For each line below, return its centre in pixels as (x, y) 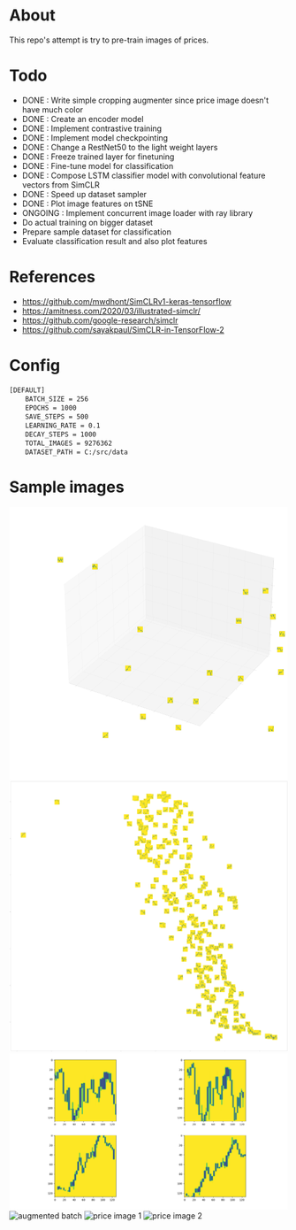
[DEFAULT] (27, 390)
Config (34, 365)
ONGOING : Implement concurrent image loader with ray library (137, 212)
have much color (53, 109)
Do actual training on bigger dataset (87, 222)
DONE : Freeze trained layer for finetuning (98, 157)
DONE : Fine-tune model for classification (98, 165)
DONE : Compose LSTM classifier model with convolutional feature (144, 175)
